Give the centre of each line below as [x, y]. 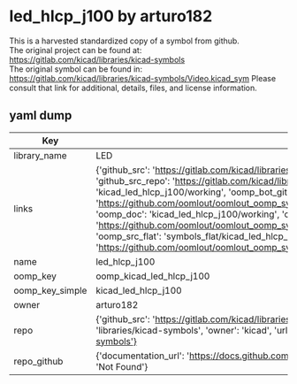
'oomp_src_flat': [129, 236]
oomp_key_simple [50, 290]
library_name [41, 155]
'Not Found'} [122, 366]
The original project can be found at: [76, 50]
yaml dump [41, 115]
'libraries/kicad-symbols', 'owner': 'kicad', [184, 330]
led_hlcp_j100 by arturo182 [111, 16]
